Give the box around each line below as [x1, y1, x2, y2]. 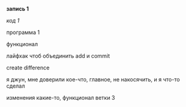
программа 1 [6, 29, 40, 36]
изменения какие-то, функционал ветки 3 [6, 94, 115, 101]
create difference [6, 64, 50, 71]
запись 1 [6, 5, 29, 12]
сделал [6, 82, 26, 89]
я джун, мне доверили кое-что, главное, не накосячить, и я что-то [6, 76, 180, 83]
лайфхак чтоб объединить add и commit [6, 52, 110, 60]
